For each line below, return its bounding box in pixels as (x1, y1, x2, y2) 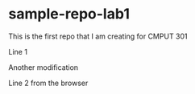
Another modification (8, 62, 79, 72)
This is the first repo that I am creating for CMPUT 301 (8, 31, 188, 41)
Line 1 (8, 47, 28, 56)
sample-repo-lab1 (8, 5, 131, 23)
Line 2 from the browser (8, 78, 89, 88)
